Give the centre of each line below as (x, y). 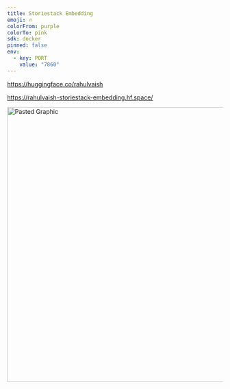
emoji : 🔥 (20, 20)
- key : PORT (30, 58)
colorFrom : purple (33, 26)
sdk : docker (24, 39)
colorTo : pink (27, 33)
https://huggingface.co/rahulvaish (55, 84)
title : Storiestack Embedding (50, 13)
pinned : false (27, 45)
